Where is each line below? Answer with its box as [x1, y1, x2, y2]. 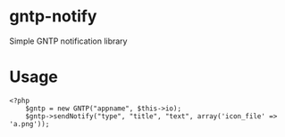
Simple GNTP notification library [9, 36, 128, 46]
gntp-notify [9, 6, 97, 27]
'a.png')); [9, 119, 50, 128]
